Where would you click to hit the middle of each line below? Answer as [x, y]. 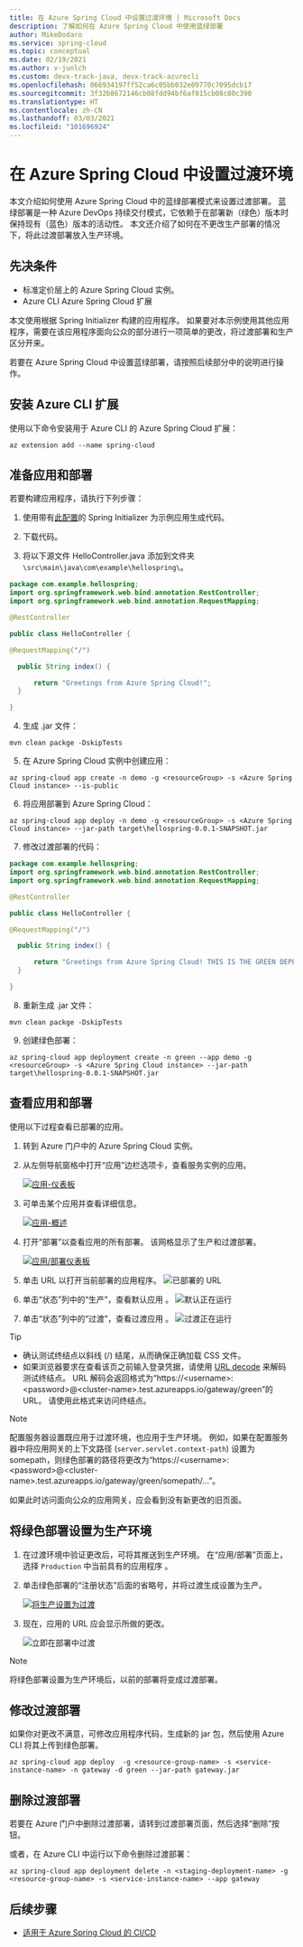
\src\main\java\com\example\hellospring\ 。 [105, 567]
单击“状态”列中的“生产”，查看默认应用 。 [98, 1299]
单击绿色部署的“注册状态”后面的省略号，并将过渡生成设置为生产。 [145, 1585]
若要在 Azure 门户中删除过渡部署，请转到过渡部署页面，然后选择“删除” [141, 1824]
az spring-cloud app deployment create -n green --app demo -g [131, 1057]
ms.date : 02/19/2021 [48, 60]
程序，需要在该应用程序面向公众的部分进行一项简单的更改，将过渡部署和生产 [151, 332]
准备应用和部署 [51, 475]
